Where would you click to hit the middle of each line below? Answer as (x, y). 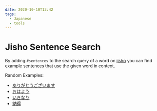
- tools (17, 23)
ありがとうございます (33, 85)
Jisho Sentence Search (53, 47)
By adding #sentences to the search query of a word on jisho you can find (79, 61)
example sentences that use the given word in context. (60, 66)
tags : (10, 14)
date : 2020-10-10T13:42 (29, 9)
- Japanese (20, 18)
